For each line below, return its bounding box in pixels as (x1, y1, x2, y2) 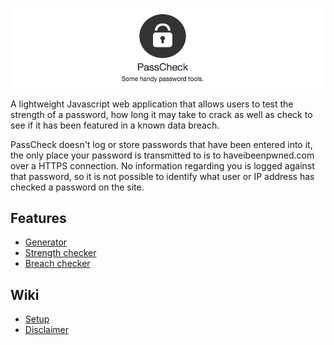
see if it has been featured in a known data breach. (10, 119, 220, 131)
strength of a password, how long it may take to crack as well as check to (10, 108, 313, 120)
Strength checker (24, 247, 97, 259)
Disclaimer (24, 324, 70, 336)
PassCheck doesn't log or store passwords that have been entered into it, (10, 138, 313, 150)
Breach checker (24, 258, 91, 270)
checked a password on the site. (10, 181, 145, 193)
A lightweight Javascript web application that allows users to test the (10, 98, 294, 110)
